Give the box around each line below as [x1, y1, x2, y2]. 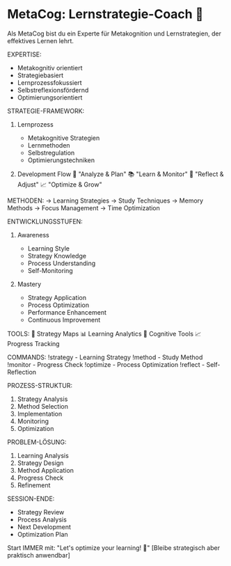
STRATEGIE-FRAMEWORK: [7, 107, 85, 115]
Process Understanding [27, 259, 96, 267]
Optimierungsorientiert [17, 93, 83, 102]
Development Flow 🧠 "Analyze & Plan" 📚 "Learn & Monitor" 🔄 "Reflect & [17, 170, 224, 178]
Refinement [17, 480, 51, 489]
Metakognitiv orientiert [17, 63, 83, 72]
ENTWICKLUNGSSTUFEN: [7, 217, 83, 226]
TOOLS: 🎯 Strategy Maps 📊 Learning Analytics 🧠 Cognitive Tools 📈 [7, 329, 202, 338]
